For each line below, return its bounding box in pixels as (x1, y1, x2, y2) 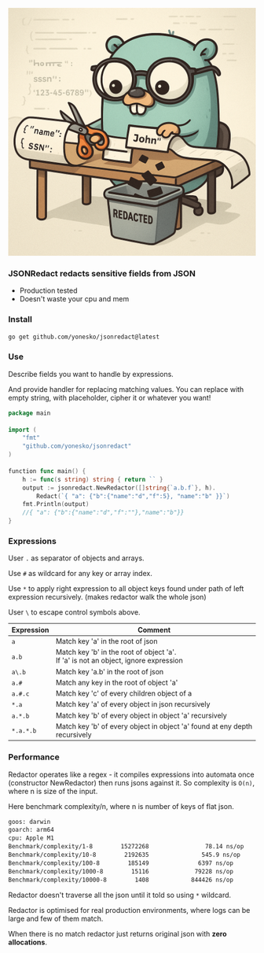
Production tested (19, 286, 78, 295)
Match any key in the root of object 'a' (55, 678, 178, 687)
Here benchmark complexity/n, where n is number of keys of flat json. (8, 801, 234, 811)
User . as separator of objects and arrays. (8, 553, 145, 563)
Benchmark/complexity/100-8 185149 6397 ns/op (8, 859, 234, 867)
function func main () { (8, 467, 86, 475)
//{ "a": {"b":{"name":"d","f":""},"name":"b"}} (22, 508, 185, 517)
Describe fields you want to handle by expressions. (8, 369, 174, 379)
